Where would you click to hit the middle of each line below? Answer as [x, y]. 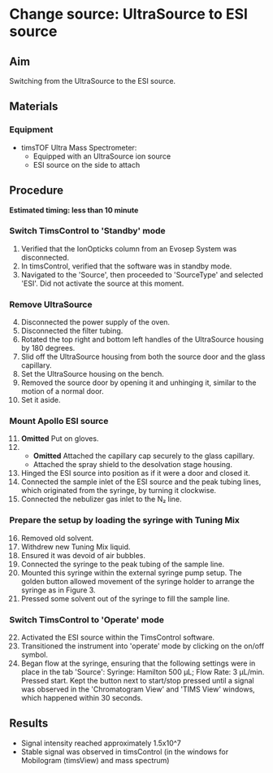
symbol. [34, 654]
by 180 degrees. [48, 348]
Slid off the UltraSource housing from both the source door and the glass [143, 357]
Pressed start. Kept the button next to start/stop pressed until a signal [137, 680]
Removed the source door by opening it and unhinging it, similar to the [139, 382]
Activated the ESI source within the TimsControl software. [117, 637]
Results [29, 724]
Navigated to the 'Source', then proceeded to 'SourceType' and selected [142, 274]
